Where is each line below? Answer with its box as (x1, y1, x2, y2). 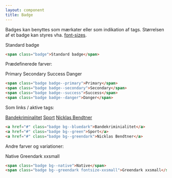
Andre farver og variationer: (5, 143, 64, 149)
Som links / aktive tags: (5, 104, 55, 110)
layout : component (5, 7, 45, 13)
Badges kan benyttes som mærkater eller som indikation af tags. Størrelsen (5, 26, 164, 32)
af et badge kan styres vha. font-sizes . (5, 32, 87, 38)
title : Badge (5, 12, 33, 17)
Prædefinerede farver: (5, 61, 53, 67)
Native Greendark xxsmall (5, 153, 60, 159)
